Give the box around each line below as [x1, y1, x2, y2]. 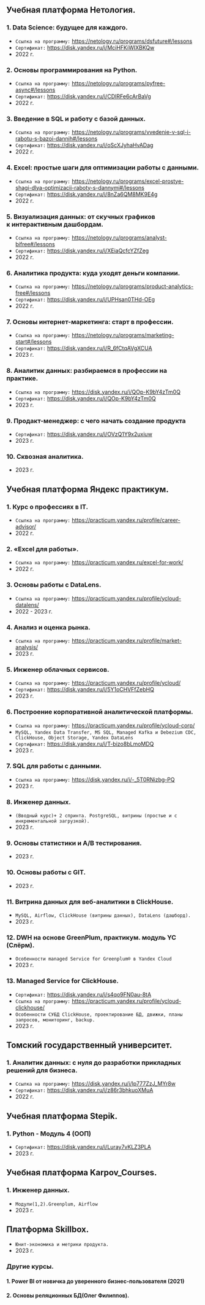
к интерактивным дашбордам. [6, 220, 104, 228]
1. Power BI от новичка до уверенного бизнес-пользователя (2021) [6, 1277, 185, 1285]
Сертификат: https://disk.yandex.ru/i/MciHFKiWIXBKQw [15, 44, 155, 51]
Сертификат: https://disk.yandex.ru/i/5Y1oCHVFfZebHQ [15, 686, 154, 693]
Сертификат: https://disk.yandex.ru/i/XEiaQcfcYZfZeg [15, 247, 149, 254]
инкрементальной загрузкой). [15, 818, 90, 825]
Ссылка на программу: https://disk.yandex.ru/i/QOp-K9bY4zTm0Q [15, 388, 181, 395]
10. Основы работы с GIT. [6, 868, 86, 877]
